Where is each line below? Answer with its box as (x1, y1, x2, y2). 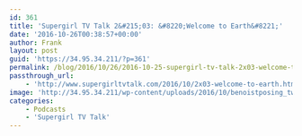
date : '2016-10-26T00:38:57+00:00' (9, 30, 143, 38)
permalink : (9, 64, 50, 72)
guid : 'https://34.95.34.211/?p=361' (9, 55, 151, 64)
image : (9, 88, 34, 97)
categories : (9, 96, 54, 106)
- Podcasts (25, 105, 67, 114)
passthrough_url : (9, 72, 75, 81)
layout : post (9, 47, 58, 55)
